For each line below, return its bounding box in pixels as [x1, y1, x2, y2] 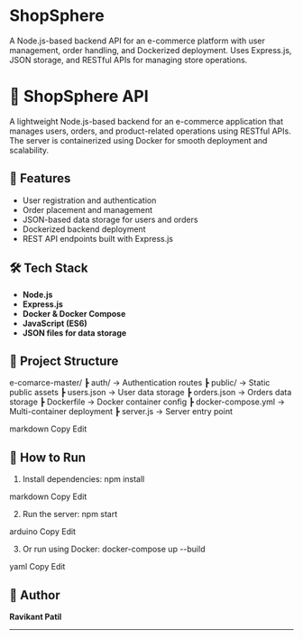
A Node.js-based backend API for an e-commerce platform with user [9, 35, 266, 46]
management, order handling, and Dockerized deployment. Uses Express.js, [9, 44, 292, 55]
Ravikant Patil [9, 611, 62, 622]
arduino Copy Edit [9, 526, 77, 537]
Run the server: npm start [22, 509, 118, 520]
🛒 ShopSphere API [9, 87, 149, 106]
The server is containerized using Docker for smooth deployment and [9, 134, 268, 145]
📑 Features [9, 171, 71, 186]
